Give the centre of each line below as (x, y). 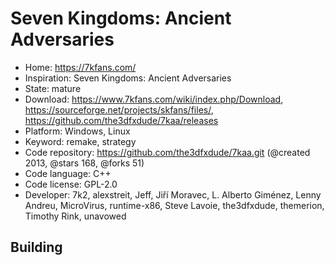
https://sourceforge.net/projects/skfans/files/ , (119, 109)
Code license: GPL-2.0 (71, 184)
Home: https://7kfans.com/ (80, 67)
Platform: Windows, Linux (77, 131)
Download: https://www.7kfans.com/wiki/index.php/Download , (154, 99)
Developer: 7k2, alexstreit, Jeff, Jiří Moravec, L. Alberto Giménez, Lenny (173, 194)
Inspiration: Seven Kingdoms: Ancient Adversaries (128, 78)
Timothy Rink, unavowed (75, 216)
